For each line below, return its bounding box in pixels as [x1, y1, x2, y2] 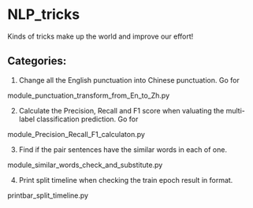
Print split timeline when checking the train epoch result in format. [18, 175, 233, 184]
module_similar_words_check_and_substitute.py [7, 160, 163, 169]
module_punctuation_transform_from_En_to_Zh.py [7, 91, 170, 100]
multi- [225, 106, 245, 115]
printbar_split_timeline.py [7, 191, 88, 200]
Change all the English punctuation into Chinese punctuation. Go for [18, 75, 240, 84]
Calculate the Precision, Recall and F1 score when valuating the [18, 106, 225, 115]
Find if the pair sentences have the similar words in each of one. [18, 144, 228, 154]
